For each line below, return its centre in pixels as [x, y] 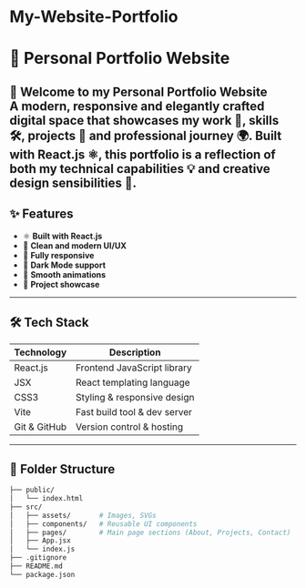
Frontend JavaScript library [134, 368]
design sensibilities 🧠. [73, 182]
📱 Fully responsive [58, 255]
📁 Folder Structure [62, 469]
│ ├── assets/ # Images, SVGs [83, 515]
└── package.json [42, 574]
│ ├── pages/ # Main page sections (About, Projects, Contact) [150, 532]
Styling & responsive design [135, 398]
